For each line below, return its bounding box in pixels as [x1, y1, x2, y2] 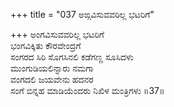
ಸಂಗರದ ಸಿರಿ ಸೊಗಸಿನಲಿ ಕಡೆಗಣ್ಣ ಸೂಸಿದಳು [10, 51, 135, 63]
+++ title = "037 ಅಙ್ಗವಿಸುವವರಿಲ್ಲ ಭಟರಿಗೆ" [10, 9, 155, 20]
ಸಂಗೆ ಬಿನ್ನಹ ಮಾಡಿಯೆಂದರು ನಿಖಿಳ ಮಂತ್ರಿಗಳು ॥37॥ [10, 85, 165, 96]
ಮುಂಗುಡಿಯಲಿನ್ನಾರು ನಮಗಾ [10, 62, 94, 74]
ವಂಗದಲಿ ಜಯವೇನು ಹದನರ [10, 74, 94, 85]
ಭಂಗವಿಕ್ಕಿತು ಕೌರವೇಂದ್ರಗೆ [10, 40, 82, 51]
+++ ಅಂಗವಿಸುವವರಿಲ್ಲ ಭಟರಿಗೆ [10, 29, 105, 40]
